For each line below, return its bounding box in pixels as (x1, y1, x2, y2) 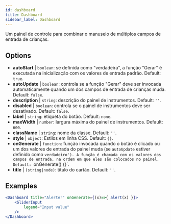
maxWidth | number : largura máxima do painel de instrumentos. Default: (12, 119, 163, 125)
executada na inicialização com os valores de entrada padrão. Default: (12, 70, 161, 77)
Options (5, 51, 32, 60)
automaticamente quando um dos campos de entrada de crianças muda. (12, 86, 166, 92)
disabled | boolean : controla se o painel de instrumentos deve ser (12, 103, 151, 109)
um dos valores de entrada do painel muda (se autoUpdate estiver (12, 146, 151, 152)
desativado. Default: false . (12, 108, 69, 114)
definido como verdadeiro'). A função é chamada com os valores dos (12, 152, 161, 158)
